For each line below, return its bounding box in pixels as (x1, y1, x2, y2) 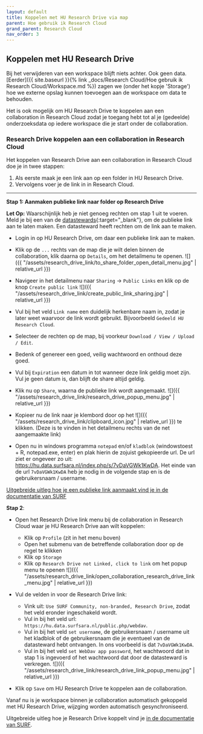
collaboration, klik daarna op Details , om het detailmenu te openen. (14, 253, 184, 260)
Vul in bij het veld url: (24, 616, 77, 623)
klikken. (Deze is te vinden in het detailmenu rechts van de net (14, 424, 170, 432)
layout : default (6, 8, 47, 15)
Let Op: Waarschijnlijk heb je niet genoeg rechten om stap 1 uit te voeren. (6, 210, 188, 217)
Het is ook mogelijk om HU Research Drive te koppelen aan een (6, 107, 164, 114)
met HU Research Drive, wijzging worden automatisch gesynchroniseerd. (6, 703, 188, 710)
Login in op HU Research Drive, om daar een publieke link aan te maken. (14, 234, 195, 242)
